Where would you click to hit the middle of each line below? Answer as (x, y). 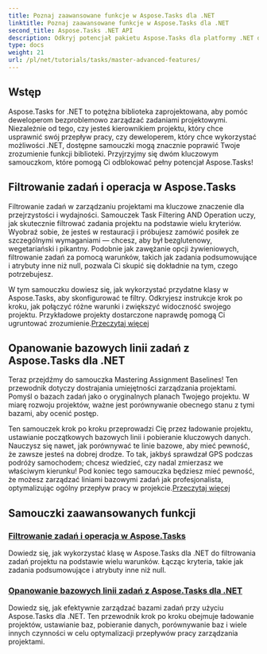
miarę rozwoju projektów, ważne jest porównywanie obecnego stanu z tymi (132, 405)
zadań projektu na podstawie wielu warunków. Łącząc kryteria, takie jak (126, 561)
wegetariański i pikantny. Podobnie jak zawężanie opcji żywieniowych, (124, 248)
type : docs (26, 45)
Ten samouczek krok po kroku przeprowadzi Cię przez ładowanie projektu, (131, 429)
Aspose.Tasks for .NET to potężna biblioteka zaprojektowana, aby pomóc (128, 111)
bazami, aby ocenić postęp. (54, 414)
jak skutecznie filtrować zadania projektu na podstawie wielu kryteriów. (125, 223)
